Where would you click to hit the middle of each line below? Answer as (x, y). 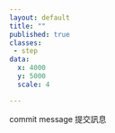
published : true (40, 34)
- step (26, 51)
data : (19, 59)
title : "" (28, 26)
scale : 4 (34, 84)
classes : (26, 43)
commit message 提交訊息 (58, 119)
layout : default (40, 18)
